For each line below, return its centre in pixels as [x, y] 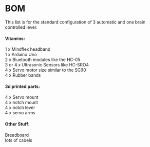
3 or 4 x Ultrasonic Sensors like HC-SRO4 [47, 65]
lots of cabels [19, 140]
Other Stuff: [18, 124]
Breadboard [17, 135]
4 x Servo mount [22, 97]
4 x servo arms [20, 113]
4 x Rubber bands [23, 75]
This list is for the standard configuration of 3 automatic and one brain [75, 22]
